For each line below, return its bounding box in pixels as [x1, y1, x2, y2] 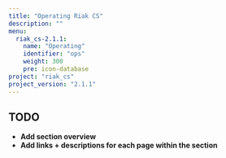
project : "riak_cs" [8, 72, 75, 81]
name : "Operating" [23, 42, 85, 50]
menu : [8, 27, 27, 35]
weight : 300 [23, 58, 63, 66]
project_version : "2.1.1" [8, 80, 96, 88]
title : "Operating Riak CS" [8, 11, 104, 20]
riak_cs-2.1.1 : [15, 34, 67, 43]
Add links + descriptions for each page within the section [20, 140, 218, 151]
